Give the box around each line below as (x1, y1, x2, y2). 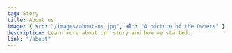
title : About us (7, 17, 54, 23)
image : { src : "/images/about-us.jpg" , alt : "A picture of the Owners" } (7, 23, 226, 30)
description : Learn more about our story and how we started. (7, 29, 191, 36)
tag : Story (7, 10, 39, 17)
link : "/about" (7, 36, 51, 43)
